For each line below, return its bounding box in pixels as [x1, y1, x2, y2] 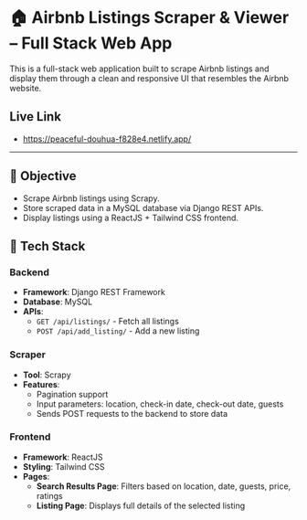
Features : [22, 378, 60, 389]
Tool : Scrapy [22, 369, 71, 380]
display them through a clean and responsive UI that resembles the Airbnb [9, 72, 290, 83]
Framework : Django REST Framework [22, 287, 166, 298]
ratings [36, 490, 63, 501]
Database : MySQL [22, 296, 93, 307]
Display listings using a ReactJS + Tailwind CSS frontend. [22, 212, 239, 223]
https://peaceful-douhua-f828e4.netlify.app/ [22, 133, 192, 144]
